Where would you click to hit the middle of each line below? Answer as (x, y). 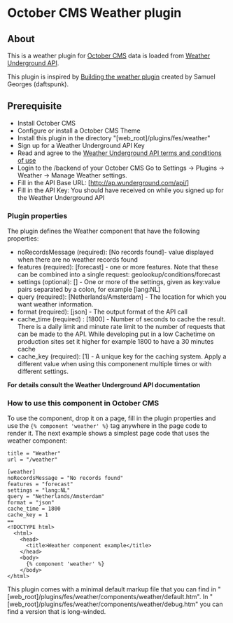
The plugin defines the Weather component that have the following (104, 231)
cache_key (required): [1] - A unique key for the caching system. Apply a (122, 356)
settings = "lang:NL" (39, 490)
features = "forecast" (40, 484)
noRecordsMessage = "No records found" (65, 478)
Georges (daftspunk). (38, 84)
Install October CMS (46, 123)
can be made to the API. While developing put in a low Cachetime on (116, 334)
